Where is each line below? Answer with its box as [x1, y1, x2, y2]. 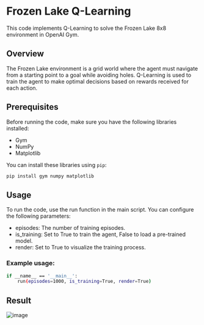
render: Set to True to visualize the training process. [15, 244, 147, 251]
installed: [6, 124, 29, 132]
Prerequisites [6, 102, 59, 112]
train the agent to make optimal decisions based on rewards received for [6, 77, 189, 85]
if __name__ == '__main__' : [6, 273, 78, 279]
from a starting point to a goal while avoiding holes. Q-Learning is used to [6, 71, 191, 79]
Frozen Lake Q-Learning [6, 4, 131, 18]
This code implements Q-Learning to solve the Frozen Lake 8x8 [6, 24, 167, 32]
